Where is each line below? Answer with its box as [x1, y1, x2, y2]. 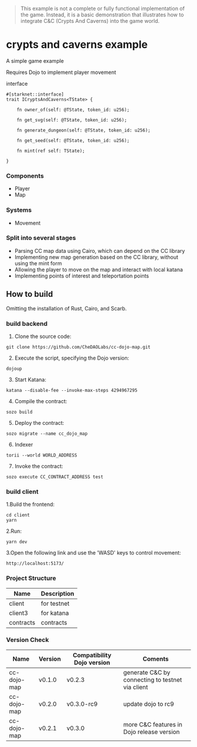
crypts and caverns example [6, 38, 148, 52]
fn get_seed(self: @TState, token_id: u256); [16, 137, 130, 143]
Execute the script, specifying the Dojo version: [14, 354, 130, 361]
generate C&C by [123, 668, 171, 677]
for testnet [40, 599, 70, 607]
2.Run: [6, 528, 22, 535]
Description [40, 589, 74, 597]
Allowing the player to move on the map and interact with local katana [14, 266, 184, 273]
